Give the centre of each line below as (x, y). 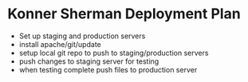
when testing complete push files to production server (108, 69)
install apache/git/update (60, 44)
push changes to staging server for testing (89, 61)
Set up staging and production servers (82, 36)
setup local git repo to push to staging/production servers (114, 53)
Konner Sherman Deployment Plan (124, 14)
